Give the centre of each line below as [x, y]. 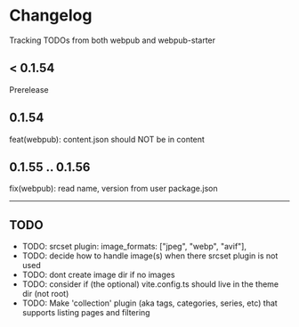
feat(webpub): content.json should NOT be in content [107, 139]
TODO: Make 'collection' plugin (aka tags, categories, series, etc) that [149, 303]
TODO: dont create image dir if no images [98, 275]
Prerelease [29, 89]
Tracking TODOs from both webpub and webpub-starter [113, 40]
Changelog [51, 16]
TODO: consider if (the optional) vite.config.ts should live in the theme [150, 284]
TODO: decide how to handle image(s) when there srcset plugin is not [150, 256]
